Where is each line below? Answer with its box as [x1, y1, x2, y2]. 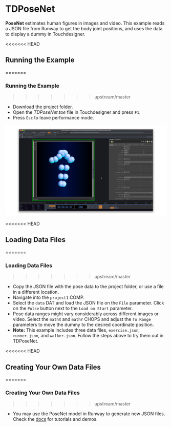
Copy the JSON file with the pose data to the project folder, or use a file [12, 283, 164, 290]
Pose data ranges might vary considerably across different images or [12, 311, 159, 317]
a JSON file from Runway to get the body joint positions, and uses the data [5, 25, 163, 31]
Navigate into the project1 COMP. [12, 294, 84, 300]
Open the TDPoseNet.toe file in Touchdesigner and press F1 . [12, 109, 141, 115]
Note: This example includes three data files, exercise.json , [12, 327, 140, 333]
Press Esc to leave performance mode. [12, 115, 94, 121]
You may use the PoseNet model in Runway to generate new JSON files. [12, 411, 165, 417]
